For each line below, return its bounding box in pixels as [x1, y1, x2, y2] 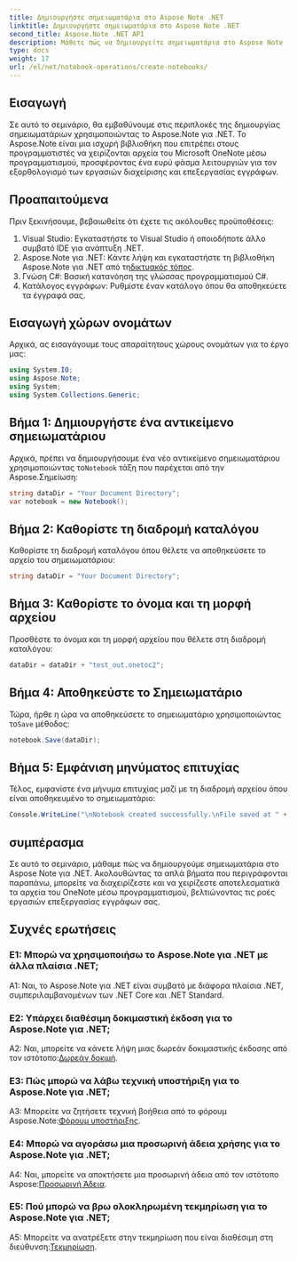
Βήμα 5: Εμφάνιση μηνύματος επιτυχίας [9, 759, 240, 775]
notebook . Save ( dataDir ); [9, 735, 101, 744]
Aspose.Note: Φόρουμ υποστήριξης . [9, 1115, 141, 1126]
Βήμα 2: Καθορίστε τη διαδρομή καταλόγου [9, 521, 260, 536]
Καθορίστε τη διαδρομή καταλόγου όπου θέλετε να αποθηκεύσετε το [9, 545, 266, 556]
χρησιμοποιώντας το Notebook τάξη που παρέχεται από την [9, 462, 225, 472]
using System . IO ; [9, 365, 74, 374]
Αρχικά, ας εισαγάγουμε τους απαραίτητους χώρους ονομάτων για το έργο [9, 339, 289, 349]
